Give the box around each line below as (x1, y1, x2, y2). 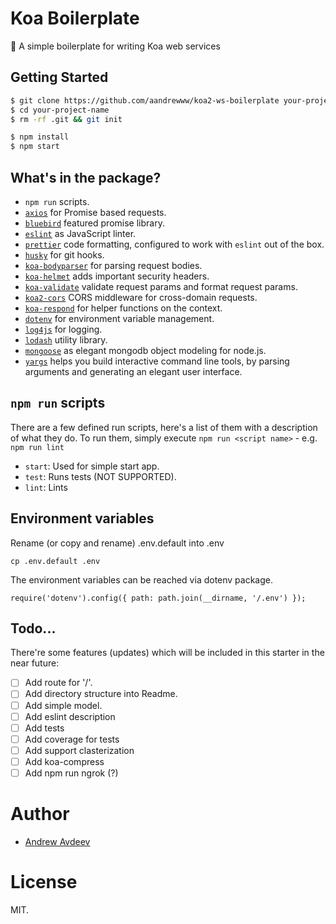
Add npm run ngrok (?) (24, 767, 119, 779)
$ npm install (10, 132, 70, 142)
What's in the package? (10, 169, 162, 186)
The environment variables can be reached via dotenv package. (10, 573, 274, 586)
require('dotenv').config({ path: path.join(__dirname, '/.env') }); (10, 593, 307, 603)
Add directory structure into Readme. (24, 688, 178, 700)
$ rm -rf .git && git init (10, 114, 123, 124)
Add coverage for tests (24, 733, 120, 745)
